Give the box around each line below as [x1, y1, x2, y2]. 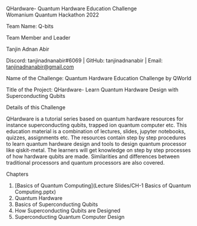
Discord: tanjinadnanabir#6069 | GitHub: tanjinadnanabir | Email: [6, 57, 163, 64]
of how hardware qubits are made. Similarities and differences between [6, 153, 180, 160]
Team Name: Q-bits [6, 23, 54, 30]
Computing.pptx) [14, 188, 56, 195]
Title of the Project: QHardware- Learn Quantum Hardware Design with [6, 86, 179, 93]
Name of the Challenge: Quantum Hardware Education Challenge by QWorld [6, 75, 192, 81]
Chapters [6, 171, 29, 178]
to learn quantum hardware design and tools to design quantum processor [6, 140, 187, 147]
